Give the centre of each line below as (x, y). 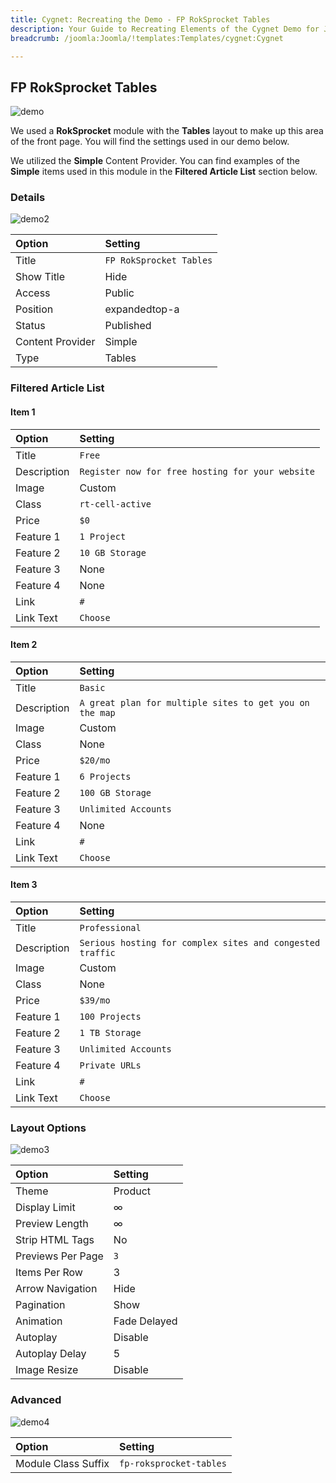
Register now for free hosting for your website (197, 471)
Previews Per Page (59, 1256)
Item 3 (24, 885)
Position (34, 309)
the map (97, 712)
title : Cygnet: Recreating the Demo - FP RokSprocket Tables (140, 19)
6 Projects (105, 776)
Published (128, 326)
